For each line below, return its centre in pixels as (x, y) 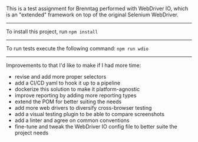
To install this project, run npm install (52, 31)
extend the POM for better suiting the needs (68, 102)
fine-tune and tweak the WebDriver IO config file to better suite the (96, 126)
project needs (32, 133)
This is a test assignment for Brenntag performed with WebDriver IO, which (97, 9)
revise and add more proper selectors (60, 77)
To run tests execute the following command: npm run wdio (77, 48)
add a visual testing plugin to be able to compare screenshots (90, 114)
